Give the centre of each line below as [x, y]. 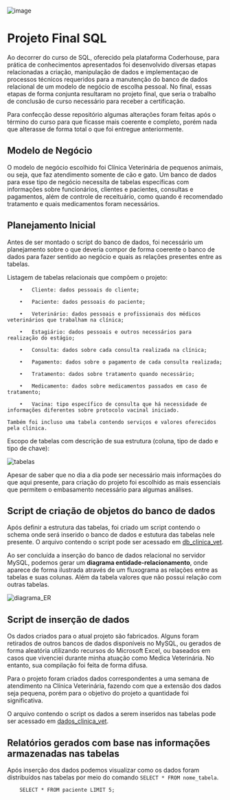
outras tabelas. [28, 585]
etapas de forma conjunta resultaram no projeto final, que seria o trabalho [112, 93]
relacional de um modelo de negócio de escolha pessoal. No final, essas [110, 87]
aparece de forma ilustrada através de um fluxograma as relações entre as [113, 570]
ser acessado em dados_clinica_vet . [58, 721]
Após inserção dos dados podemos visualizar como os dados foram [103, 770]
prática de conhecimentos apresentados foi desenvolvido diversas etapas [112, 65]
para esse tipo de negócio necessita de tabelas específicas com [98, 181]
